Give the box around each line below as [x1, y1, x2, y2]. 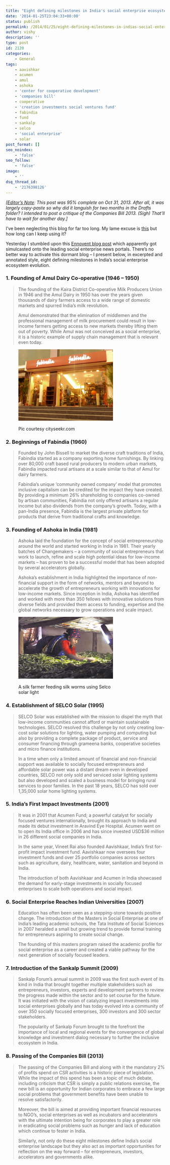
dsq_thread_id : [6, 179, 38, 185]
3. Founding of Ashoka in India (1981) [6, 526, 98, 533]
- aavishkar [15, 67, 40, 72]
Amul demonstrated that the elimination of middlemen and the [18, 312, 147, 318]
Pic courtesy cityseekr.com [18, 426, 75, 432]
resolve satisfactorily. [18, 1096, 63, 1103]
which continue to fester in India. [18, 1127, 86, 1134]
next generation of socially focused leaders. [18, 952, 110, 958]
